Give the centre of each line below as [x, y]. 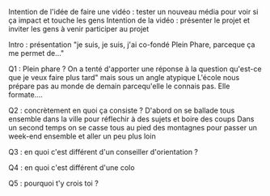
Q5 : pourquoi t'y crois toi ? [53, 183]
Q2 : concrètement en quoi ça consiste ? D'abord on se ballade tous [122, 110]
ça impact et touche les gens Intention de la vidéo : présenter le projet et [129, 20]
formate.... [25, 95]
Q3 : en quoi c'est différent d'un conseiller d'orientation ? [103, 152]
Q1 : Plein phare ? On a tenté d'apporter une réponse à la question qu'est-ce [135, 69]
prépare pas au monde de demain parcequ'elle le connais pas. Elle [119, 86]
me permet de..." [36, 53]
